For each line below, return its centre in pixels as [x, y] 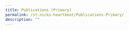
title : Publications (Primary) [38, 10]
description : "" [22, 19]
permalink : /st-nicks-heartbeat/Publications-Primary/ [65, 15]
